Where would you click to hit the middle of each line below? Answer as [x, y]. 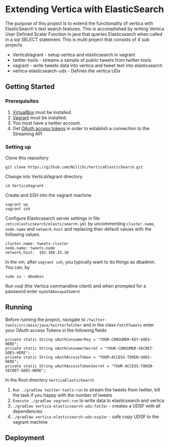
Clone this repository [27, 157]
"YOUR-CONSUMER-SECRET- [129, 348]
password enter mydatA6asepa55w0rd [42, 291]
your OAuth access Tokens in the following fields [56, 330]
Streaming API [27, 134]
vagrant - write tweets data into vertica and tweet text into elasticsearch [87, 65]
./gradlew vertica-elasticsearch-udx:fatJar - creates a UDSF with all [86, 405]
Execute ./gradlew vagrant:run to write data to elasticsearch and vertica [89, 400]
